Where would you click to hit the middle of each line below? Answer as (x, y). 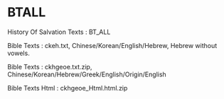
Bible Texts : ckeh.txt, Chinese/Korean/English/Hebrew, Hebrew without (112, 45)
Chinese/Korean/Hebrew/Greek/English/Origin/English (87, 74)
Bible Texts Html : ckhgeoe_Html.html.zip (68, 88)
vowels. (18, 53)
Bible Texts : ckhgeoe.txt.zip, (50, 66)
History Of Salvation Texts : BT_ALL (59, 32)
